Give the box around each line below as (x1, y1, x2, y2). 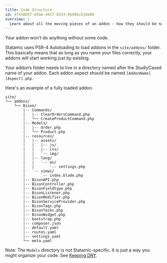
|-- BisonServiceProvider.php (23, 199, 85, 204)
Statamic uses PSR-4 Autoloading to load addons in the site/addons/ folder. (5, 44, 161, 50)
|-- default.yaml (23, 225, 59, 231)
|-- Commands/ (23, 108, 52, 113)
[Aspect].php (5, 76, 32, 81)
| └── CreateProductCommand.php (23, 117, 94, 122)
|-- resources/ (23, 134, 55, 139)
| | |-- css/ (23, 147, 59, 152)
